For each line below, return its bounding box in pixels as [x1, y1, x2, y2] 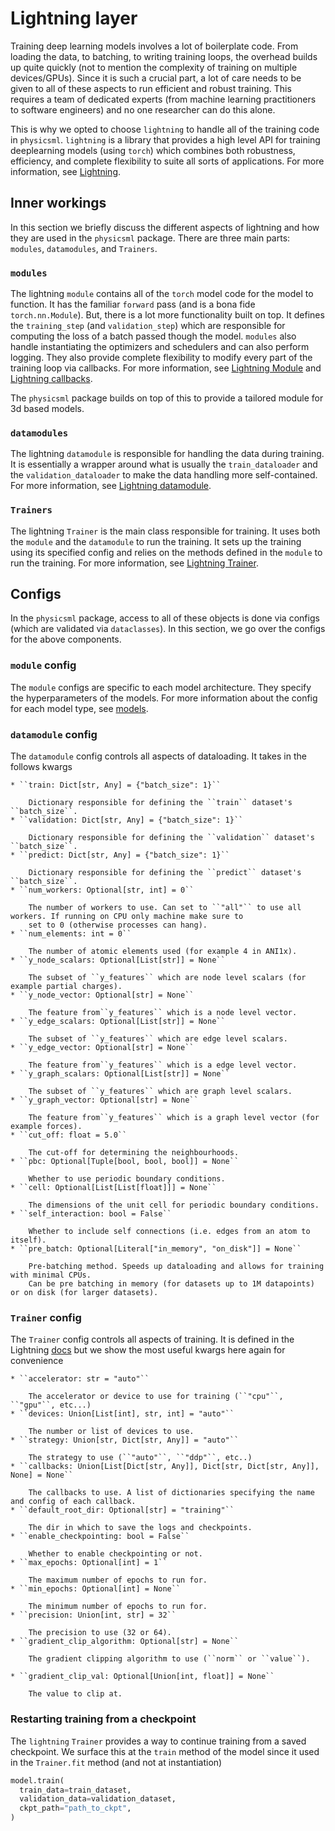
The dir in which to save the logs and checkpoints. [28, 1523, 253, 1533]
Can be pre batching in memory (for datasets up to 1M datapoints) [28, 1279, 315, 1289]
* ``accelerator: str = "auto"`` [10, 1374, 150, 1384]
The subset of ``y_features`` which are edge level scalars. [28, 1034, 288, 1044]
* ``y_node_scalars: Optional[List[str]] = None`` [10, 955, 226, 966]
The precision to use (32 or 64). [28, 1628, 172, 1638]
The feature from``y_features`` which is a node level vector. [28, 1008, 298, 1018]
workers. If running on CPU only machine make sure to [10, 912, 244, 922]
